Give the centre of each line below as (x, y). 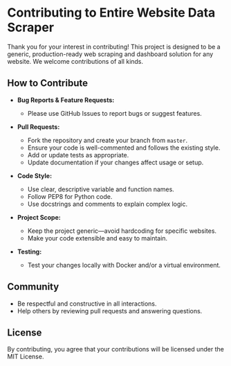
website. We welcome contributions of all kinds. (75, 61)
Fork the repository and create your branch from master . (108, 140)
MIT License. (26, 357)
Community (33, 287)
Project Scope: (39, 217)
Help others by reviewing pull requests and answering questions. (110, 311)
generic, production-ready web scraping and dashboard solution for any (110, 54)
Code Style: (35, 175)
